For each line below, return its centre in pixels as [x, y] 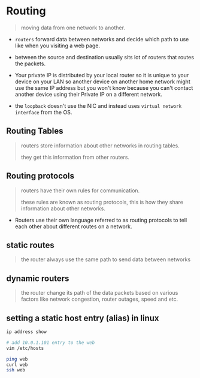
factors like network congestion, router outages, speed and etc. [99, 299]
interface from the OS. [43, 112]
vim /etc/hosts [25, 348]
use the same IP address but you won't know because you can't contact [104, 87]
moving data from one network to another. [73, 28]
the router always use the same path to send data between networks [106, 259]
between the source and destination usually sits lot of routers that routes [104, 57]
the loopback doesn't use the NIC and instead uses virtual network [98, 105]
